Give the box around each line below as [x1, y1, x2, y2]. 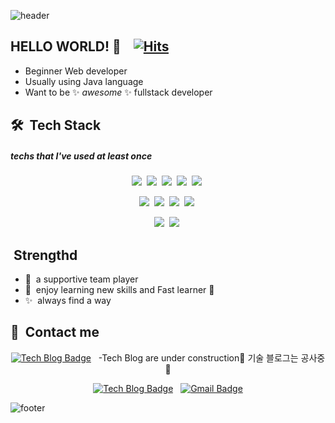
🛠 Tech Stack [10, 117, 102, 134]
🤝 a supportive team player [24, 273, 139, 285]
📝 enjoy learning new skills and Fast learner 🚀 [24, 283, 215, 295]
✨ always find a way [24, 294, 112, 306]
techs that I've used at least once [10, 150, 153, 162]
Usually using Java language [24, 75, 144, 87]
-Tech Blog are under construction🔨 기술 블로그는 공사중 [98, 351, 326, 364]
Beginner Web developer [24, 65, 128, 77]
